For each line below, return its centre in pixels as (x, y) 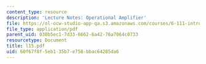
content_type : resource (37, 12)
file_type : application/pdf (42, 29)
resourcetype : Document (37, 40)
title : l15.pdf (26, 46)
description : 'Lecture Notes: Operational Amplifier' (77, 18)
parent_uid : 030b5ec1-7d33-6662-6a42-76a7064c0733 (72, 35)
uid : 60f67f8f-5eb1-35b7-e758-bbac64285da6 (63, 52)
